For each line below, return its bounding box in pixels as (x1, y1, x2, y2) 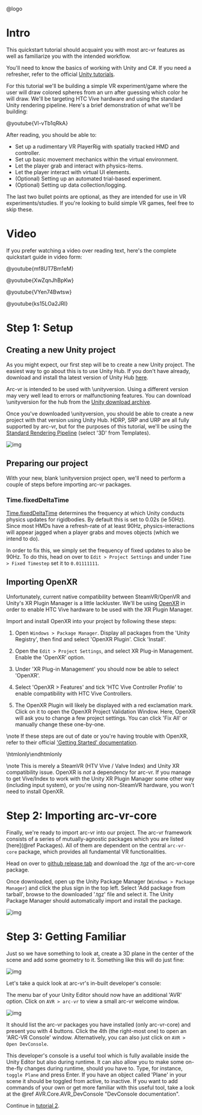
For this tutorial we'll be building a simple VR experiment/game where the (6, 82, 188, 89)
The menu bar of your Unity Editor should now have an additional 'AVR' (6, 991, 182, 998)
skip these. (6, 206, 34, 213)
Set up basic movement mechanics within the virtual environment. (14, 155, 179, 163)
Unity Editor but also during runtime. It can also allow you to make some (6, 1058, 185, 1066)
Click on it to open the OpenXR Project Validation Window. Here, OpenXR (14, 708, 196, 715)
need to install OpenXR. (6, 788, 65, 795)
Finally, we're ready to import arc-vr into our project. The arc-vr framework (6, 829, 192, 836)
